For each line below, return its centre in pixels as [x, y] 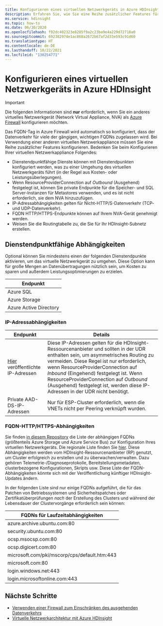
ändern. [31, 478]
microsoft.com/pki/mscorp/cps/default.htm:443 [62, 555]
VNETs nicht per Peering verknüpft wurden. [97, 409]
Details [101, 335]
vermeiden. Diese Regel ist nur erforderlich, [97, 361]
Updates [14, 478]
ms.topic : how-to [23, 23]
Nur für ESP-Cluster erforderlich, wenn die [96, 403]
